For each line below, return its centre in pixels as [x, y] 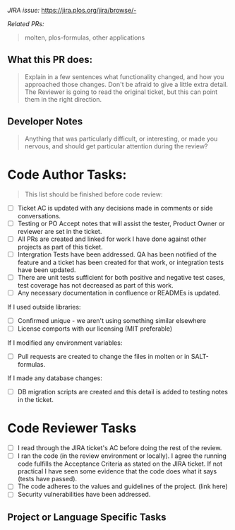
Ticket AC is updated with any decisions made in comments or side [115, 208]
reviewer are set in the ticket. [60, 231]
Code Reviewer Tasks [72, 429]
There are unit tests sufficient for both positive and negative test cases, [121, 277]
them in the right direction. [63, 99]
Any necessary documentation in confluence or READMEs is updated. [119, 293]
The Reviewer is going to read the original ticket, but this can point [121, 92]
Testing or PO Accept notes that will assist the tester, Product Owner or [121, 223]
